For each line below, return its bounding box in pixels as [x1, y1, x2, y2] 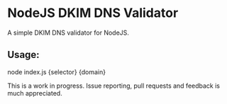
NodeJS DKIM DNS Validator [7, 5, 179, 21]
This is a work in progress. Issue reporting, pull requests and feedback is [7, 81, 220, 90]
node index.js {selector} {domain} [7, 67, 106, 76]
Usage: [7, 49, 40, 61]
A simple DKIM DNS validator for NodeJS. [7, 28, 130, 37]
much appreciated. [7, 88, 62, 97]
